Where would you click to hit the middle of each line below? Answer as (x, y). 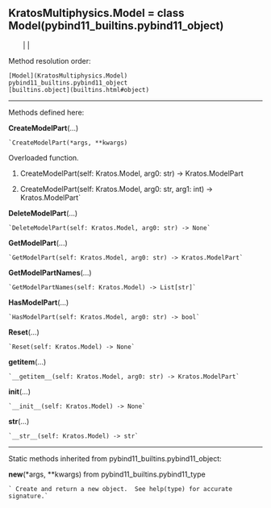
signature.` (28, 496)
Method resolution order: (50, 60)
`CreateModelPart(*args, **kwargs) (68, 143)
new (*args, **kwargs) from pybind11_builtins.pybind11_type (107, 474)
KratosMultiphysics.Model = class (96, 13)
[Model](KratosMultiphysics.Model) (68, 76)
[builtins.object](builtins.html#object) (79, 90)
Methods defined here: (46, 112)
